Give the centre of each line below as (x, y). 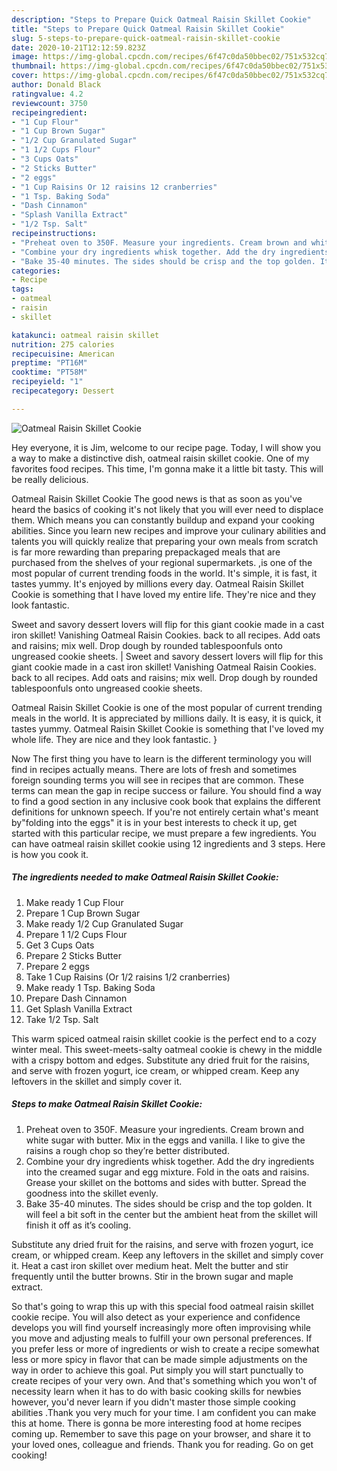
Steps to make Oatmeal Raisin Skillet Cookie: (107, 1104)
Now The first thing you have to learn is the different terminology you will (161, 758)
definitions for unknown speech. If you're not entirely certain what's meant (165, 812)
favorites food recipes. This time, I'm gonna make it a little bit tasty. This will (167, 468)
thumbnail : (34, 66)
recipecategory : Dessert (63, 391)
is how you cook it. (50, 854)
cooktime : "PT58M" (49, 372)
